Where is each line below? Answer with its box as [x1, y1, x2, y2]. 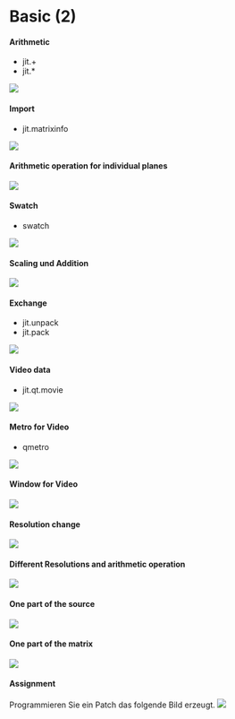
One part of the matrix [9, 638, 94, 649]
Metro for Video [9, 421, 70, 432]
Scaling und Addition [9, 257, 89, 268]
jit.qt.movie [21, 384, 64, 395]
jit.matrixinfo [21, 123, 69, 134]
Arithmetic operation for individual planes [9, 160, 168, 171]
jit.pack [21, 327, 50, 338]
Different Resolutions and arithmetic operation [9, 559, 186, 569]
